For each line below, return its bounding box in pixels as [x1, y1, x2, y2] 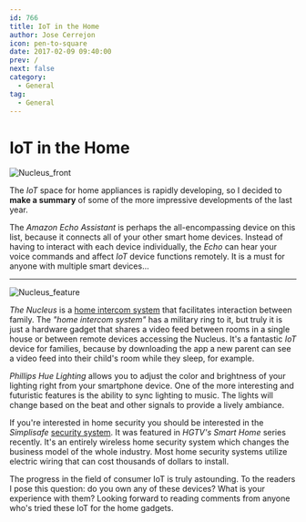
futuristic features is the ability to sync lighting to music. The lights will [9, 390, 273, 401]
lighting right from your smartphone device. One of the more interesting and [9, 380, 294, 392]
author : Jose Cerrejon [9, 30, 96, 39]
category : [9, 73, 47, 82]
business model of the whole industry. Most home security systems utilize [9, 446, 288, 457]
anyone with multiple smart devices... [9, 261, 149, 271]
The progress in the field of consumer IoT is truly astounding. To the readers [9, 474, 296, 485]
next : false [9, 65, 55, 74]
